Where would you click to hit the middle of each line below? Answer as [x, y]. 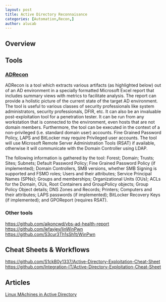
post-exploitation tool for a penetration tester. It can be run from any [75, 117]
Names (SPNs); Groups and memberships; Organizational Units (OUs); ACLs [83, 179]
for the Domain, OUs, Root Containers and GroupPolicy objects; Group [77, 184]
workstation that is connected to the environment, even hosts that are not [80, 122]
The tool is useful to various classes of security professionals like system [80, 106]
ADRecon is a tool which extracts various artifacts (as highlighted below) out [83, 85]
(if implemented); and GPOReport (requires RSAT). [56, 200]
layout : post [19, 10]
